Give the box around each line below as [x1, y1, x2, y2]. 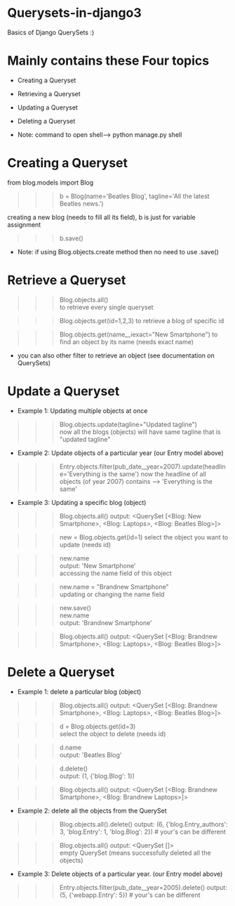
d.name [59, 743, 82, 751]
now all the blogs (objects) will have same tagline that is [59, 427, 221, 436]
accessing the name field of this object [59, 569, 172, 577]
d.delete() [59, 764, 88, 773]
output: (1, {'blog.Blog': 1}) [59, 771, 135, 780]
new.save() [59, 603, 92, 612]
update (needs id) [59, 540, 111, 549]
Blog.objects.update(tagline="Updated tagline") [59, 420, 198, 428]
